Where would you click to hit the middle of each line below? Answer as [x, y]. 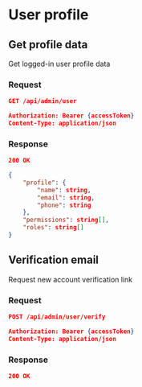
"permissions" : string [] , [66, 220]
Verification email [53, 260]
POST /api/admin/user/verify [57, 317]
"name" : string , [64, 190]
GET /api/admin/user [43, 101]
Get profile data [48, 45]
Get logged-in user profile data [59, 64]
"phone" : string [64, 205]
